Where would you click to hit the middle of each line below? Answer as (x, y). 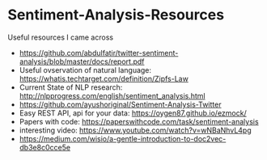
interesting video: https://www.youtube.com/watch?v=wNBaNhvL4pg (135, 130)
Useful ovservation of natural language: (85, 69)
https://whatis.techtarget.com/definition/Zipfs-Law (104, 78)
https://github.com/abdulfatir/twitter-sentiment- (99, 53)
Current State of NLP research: (71, 87)
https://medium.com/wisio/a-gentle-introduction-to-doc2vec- (123, 138)
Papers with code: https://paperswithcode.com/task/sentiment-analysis (139, 121)
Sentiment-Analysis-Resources (116, 15)
